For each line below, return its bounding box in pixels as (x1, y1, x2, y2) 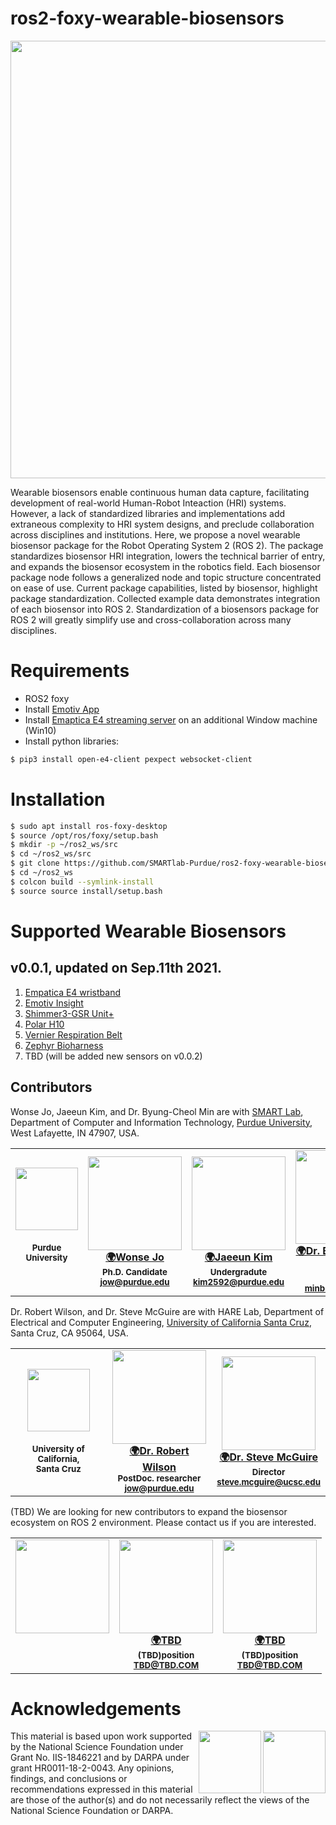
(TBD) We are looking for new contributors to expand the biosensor (10, 1505, 288, 1517)
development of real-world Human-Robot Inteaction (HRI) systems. (10, 497, 287, 509)
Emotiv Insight (24, 997, 84, 1009)
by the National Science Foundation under (10, 1741, 184, 1753)
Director (251, 1466, 286, 1477)
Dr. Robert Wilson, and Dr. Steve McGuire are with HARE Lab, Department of (10, 1305, 325, 1317)
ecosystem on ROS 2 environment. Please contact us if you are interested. (10, 1516, 317, 1528)
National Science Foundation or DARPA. (10, 1805, 174, 1817)
